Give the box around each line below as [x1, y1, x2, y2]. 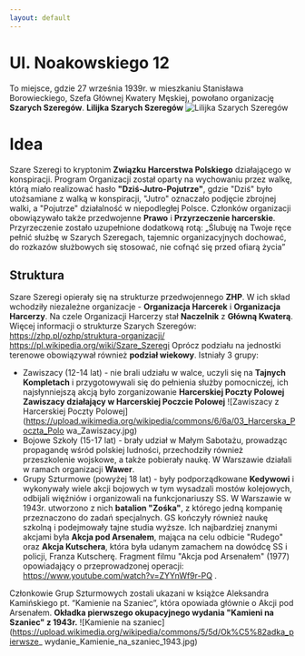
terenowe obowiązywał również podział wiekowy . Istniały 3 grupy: [9, 349, 259, 360]
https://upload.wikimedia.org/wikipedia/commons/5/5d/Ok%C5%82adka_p [12, 627, 294, 638]
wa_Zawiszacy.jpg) [66, 425, 138, 437]
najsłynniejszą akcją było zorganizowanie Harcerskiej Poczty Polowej [22, 387, 285, 398]
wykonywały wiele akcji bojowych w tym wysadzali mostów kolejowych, [22, 483, 292, 494]
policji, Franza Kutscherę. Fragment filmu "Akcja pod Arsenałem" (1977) [22, 551, 290, 562]
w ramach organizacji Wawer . [22, 464, 135, 475]
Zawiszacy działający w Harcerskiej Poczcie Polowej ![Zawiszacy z [22, 397, 280, 408]
